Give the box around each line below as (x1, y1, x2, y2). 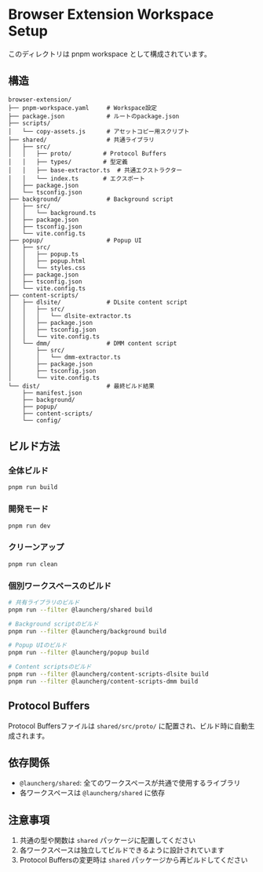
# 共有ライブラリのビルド (8, 598, 80, 606)
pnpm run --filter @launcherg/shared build (8, 606, 153, 614)
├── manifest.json (22, 389, 82, 397)
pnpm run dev (8, 522, 51, 530)
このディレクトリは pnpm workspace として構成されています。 (8, 49, 212, 58)
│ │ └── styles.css (8, 264, 86, 272)
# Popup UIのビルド (8, 641, 68, 649)
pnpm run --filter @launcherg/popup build (8, 649, 149, 657)
